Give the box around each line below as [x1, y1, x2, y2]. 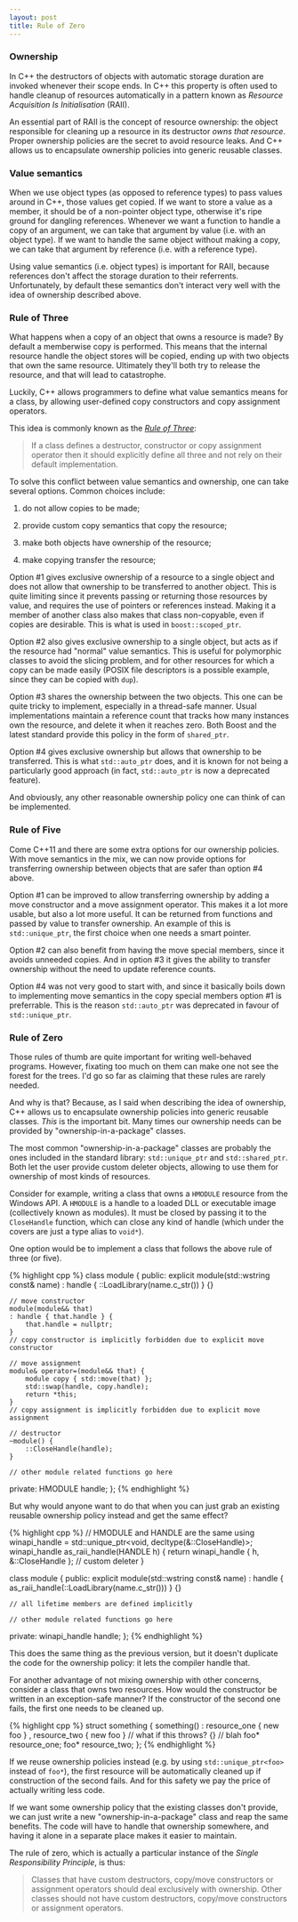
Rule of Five [9, 824, 61, 836]
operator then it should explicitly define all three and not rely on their [30, 450, 283, 461]
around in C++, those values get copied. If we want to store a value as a [9, 197, 273, 207]
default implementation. [30, 459, 118, 470]
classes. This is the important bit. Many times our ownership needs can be [9, 1115, 282, 1126]
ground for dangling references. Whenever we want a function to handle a [9, 215, 281, 227]
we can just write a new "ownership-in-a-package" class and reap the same [9, 1811, 289, 1821]
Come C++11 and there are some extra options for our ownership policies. [9, 844, 280, 855]
